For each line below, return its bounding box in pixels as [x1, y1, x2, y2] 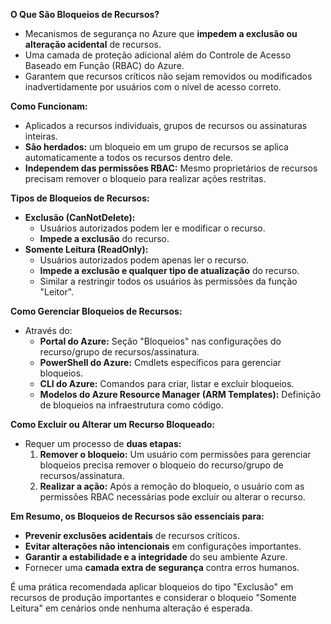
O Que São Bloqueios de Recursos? [10, 9, 160, 20]
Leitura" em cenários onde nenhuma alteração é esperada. [10, 602, 253, 614]
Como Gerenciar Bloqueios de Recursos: [10, 305, 183, 317]
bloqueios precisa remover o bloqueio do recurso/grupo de [39, 459, 284, 471]
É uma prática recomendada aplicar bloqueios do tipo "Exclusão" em [10, 581, 294, 593]
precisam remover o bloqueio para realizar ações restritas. [24, 173, 267, 184]
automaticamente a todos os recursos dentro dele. [24, 152, 233, 163]
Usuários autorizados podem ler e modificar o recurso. [39, 222, 266, 234]
